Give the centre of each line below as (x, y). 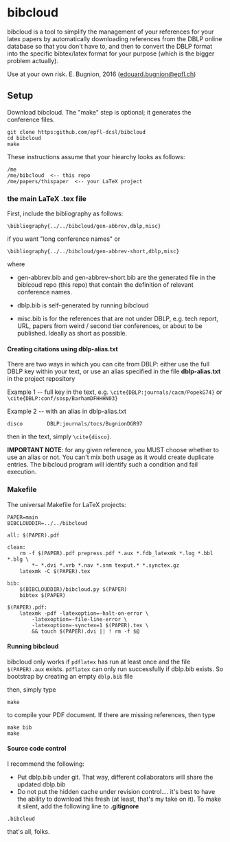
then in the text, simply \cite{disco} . (59, 436)
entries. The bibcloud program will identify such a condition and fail (102, 465)
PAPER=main (23, 517)
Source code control (37, 749)
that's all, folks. (28, 831)
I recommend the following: (46, 764)
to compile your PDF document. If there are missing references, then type (111, 714)
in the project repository (41, 379)
